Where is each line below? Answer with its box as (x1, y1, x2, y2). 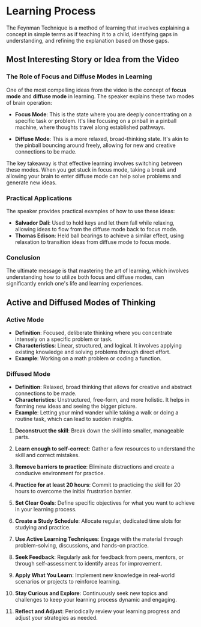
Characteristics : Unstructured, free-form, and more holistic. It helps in (14, 396, 190, 404)
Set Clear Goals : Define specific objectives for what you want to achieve (14, 499, 195, 507)
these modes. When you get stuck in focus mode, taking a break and (6, 166, 177, 173)
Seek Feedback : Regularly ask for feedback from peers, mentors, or (14, 554, 184, 561)
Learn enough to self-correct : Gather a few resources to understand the (14, 445, 195, 452)
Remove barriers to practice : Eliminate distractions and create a (14, 463, 175, 470)
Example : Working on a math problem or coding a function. (14, 354, 162, 362)
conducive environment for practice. (14, 470, 106, 477)
